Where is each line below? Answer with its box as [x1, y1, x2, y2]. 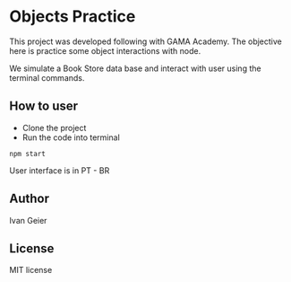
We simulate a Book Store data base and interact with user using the [9, 63, 261, 74]
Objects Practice [9, 6, 136, 27]
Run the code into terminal [21, 132, 121, 143]
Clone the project [21, 122, 87, 133]
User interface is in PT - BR [9, 164, 110, 176]
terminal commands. [9, 72, 85, 83]
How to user [9, 99, 79, 114]
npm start [9, 149, 47, 158]
